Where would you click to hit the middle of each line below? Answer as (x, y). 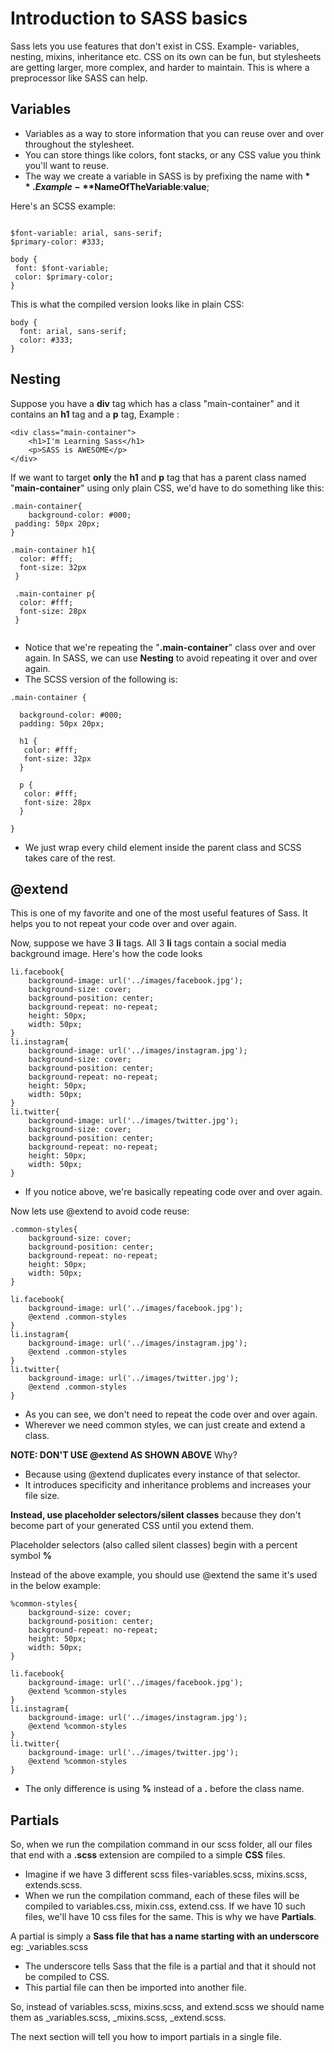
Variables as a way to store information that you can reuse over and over (174, 133)
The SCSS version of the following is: (101, 679)
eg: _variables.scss (49, 1947)
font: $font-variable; (62, 268)
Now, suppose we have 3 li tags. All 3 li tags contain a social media (148, 943)
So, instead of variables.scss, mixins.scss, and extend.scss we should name (167, 2007)
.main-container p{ (55, 593)
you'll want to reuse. (66, 165)
